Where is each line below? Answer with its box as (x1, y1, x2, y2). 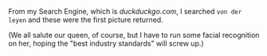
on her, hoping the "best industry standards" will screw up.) (8, 39, 205, 48)
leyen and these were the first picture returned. (8, 15, 163, 24)
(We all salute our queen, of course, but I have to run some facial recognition (8, 31, 260, 39)
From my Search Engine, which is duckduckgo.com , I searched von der (8, 7, 242, 16)
